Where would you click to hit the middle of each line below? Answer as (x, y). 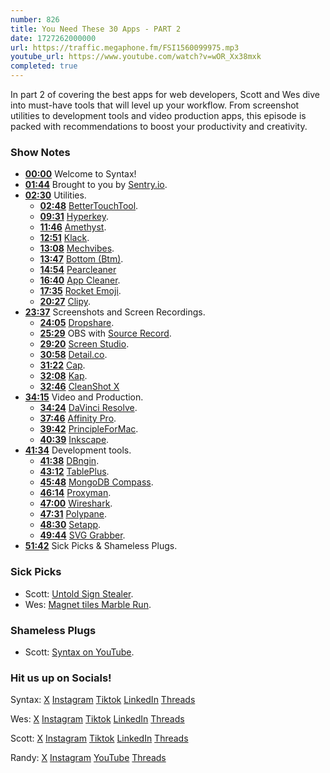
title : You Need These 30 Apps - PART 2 (96, 29)
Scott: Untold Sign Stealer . (79, 593)
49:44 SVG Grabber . (82, 535)
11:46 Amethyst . (73, 227)
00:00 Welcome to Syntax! (80, 174)
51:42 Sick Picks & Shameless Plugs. (101, 546)
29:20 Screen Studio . (84, 344)
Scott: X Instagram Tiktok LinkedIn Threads (99, 738)
